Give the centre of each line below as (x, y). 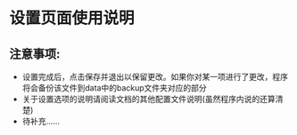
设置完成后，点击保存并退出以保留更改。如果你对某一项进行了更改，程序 (155, 77)
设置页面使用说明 (72, 18)
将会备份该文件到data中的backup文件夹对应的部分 (114, 88)
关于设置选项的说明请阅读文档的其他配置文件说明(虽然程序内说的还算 (148, 99)
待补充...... (41, 121)
